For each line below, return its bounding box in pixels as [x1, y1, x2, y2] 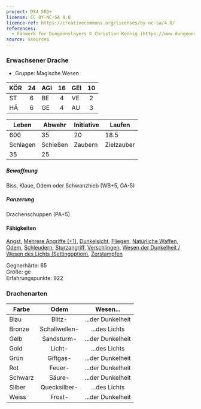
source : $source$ [6, 36, 50, 42]
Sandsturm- [41, 334, 77, 343]
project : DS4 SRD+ [6, 8, 52, 15]
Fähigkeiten [6, 225, 36, 232]
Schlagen [9, 141, 36, 149]
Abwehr [43, 121, 67, 129]
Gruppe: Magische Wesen [14, 70, 80, 77]
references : [6, 25, 36, 32]
